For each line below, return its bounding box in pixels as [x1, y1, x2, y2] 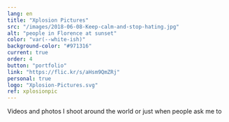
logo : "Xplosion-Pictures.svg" [7, 82, 98, 89]
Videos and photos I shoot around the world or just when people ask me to [7, 107, 222, 116]
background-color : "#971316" [7, 43, 92, 49]
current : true [7, 49, 49, 56]
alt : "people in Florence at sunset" [7, 29, 117, 37]
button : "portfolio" [7, 62, 68, 69]
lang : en [7, 10, 33, 17]
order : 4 [7, 56, 33, 63]
